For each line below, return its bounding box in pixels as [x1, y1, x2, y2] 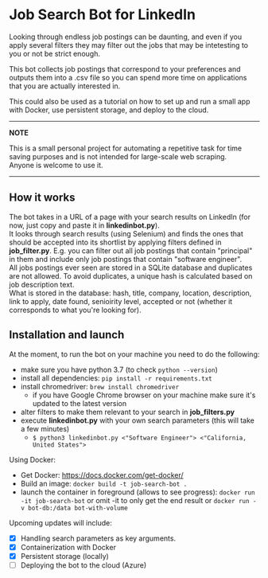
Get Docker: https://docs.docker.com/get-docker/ [20, 470, 184, 479]
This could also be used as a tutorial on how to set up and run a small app [9, 96, 251, 106]
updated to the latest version [32, 398, 126, 408]
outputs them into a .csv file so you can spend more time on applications [9, 72, 247, 82]
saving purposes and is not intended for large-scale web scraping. [9, 151, 227, 161]
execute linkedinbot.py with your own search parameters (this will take [20, 416, 255, 425]
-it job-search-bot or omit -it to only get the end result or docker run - [20, 495, 257, 505]
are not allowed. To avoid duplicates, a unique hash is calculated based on [9, 271, 253, 280]
